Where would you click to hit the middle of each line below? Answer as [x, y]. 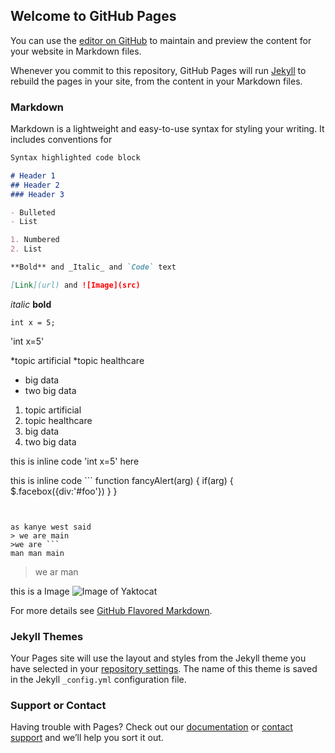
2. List [26, 249]
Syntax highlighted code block [75, 158]
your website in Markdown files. [76, 51]
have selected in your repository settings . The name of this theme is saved [164, 669]
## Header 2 [35, 185]
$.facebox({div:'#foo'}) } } [64, 491]
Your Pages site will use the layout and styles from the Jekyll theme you [158, 658]
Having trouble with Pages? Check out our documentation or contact [151, 727]
